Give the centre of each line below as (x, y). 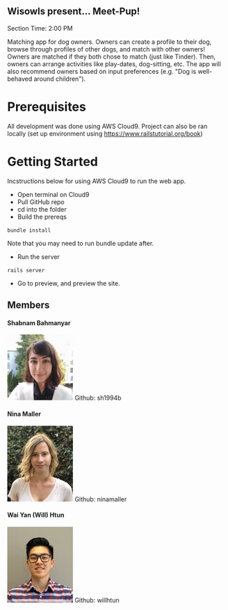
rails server (26, 270)
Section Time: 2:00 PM (40, 28)
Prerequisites (47, 107)
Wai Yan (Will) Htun (36, 515)
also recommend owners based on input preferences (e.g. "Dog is (102, 71)
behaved (20, 79)
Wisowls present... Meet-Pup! (74, 11)
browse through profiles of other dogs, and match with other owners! (106, 49)
